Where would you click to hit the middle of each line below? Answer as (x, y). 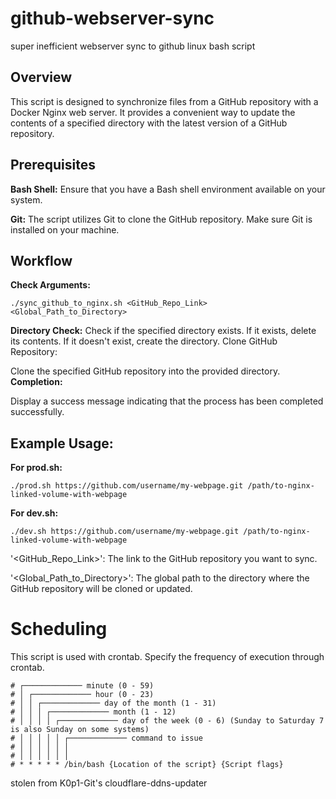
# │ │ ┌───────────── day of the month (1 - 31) (113, 703)
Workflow (41, 260)
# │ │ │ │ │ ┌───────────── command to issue (106, 738)
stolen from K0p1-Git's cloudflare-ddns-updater (109, 783)
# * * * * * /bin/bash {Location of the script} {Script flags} (147, 765)
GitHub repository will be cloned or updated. (101, 589)
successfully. (37, 412)
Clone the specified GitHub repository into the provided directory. (145, 371)
